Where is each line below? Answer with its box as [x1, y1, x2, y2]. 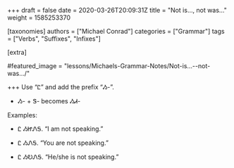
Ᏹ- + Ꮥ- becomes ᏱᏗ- [17, 97, 81, 105]
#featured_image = [7, 62, 63, 70]
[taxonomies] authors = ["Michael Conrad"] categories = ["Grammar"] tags [7, 27, 225, 35]
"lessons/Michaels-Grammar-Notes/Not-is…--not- [63, 62, 211, 70]
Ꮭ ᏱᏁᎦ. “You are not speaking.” [17, 138, 109, 147]
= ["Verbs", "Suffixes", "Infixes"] [7, 34, 101, 43]
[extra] [7, 49, 27, 56]
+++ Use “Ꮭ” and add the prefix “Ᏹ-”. [7, 83, 115, 91]
